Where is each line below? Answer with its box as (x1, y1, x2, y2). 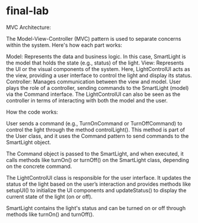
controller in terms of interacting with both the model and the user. (6, 96, 168, 104)
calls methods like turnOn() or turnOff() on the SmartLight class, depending (6, 156, 189, 163)
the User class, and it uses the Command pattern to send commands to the (6, 132, 189, 140)
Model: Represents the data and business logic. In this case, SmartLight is (6, 53, 186, 60)
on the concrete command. (6, 163, 72, 170)
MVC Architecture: (6, 24, 51, 31)
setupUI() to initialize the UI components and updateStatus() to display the (6, 186, 187, 193)
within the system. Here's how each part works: (6, 41, 122, 49)
